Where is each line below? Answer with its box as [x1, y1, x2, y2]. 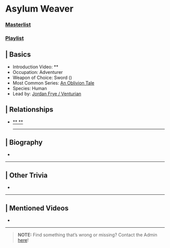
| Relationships [5, 105, 54, 114]
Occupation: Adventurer [12, 69, 63, 75]
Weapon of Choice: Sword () [12, 74, 72, 80]
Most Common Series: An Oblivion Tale [12, 79, 95, 86]
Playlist [5, 35, 24, 42]
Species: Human [12, 85, 47, 91]
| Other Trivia [5, 171, 48, 180]
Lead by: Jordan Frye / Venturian [12, 91, 81, 97]
